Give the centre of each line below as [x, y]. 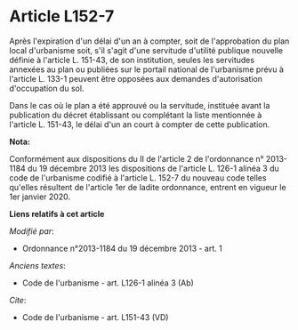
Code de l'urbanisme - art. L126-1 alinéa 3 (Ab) [108, 283]
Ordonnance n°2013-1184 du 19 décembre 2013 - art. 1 [122, 248]
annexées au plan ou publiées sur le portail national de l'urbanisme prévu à [147, 69]
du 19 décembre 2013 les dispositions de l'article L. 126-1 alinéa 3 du [153, 168]
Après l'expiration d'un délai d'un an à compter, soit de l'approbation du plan [149, 41]
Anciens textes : [38, 265]
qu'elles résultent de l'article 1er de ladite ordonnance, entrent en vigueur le [148, 187]
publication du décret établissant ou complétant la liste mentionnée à [136, 115]
